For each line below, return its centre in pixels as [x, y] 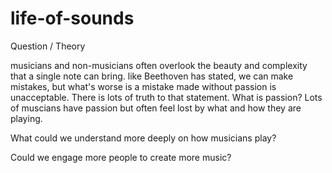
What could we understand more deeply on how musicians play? [143, 138]
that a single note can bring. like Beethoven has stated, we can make [152, 76]
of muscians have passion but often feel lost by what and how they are [156, 108]
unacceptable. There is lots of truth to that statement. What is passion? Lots [166, 97]
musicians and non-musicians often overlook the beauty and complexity [159, 65]
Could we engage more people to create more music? [121, 157]
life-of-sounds [72, 18]
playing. [26, 118]
